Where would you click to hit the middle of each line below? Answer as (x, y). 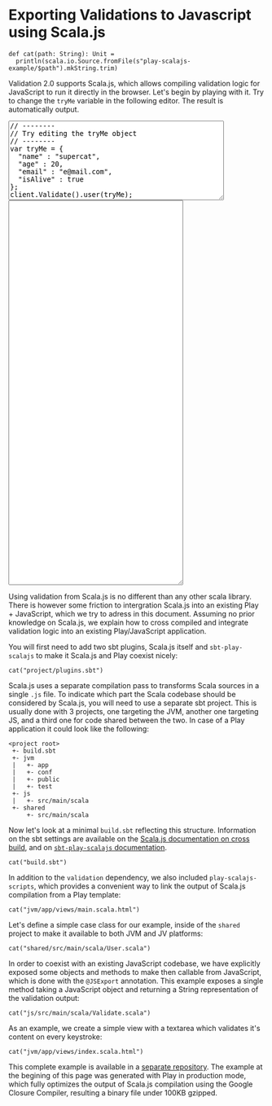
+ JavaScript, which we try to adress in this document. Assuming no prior (132, 613)
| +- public (36, 779)
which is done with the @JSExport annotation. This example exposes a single (136, 981)
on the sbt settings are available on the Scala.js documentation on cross (129, 838)
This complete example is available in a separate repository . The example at (136, 1066)
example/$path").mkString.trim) (63, 68)
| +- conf (32, 772)
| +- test (32, 786)
